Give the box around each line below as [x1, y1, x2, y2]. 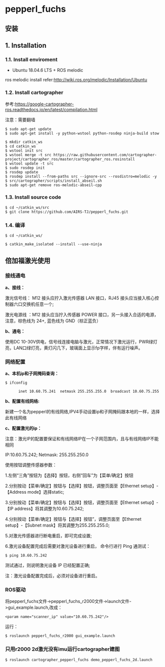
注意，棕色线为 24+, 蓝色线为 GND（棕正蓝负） [5, 318, 101, 324]
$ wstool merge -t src [5, 152, 52, 157]
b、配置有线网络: [5, 398, 40, 404]
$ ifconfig [5, 380, 27, 385]
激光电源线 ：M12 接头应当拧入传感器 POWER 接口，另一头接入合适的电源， [5, 311, 159, 317]
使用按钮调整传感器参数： [5, 462, 57, 468]
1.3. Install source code [5, 194, 61, 200]
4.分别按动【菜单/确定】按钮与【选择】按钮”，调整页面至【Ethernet [5, 516, 141, 522]
